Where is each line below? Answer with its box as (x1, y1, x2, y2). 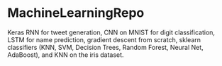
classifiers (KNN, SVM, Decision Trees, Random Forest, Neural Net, (7, 43, 204, 51)
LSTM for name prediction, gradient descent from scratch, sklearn (7, 35, 201, 44)
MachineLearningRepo (7, 5, 145, 21)
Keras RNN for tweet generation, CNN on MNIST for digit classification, (7, 28, 215, 37)
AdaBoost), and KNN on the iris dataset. (7, 51, 124, 59)
